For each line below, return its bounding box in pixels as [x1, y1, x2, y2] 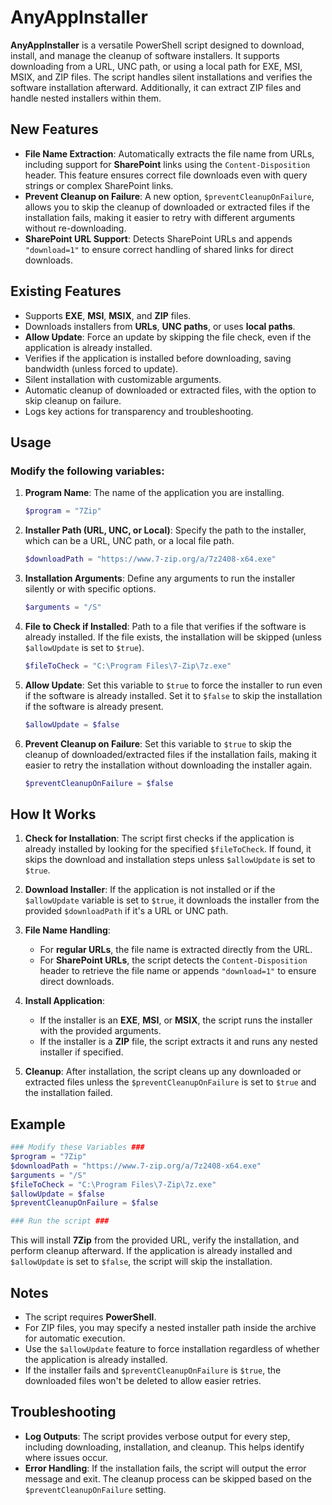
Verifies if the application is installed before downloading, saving [24, 352, 292, 364]
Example [10, 1116, 66, 1133]
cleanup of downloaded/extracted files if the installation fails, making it [24, 748, 317, 760]
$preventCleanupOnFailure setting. [24, 1483, 167, 1495]
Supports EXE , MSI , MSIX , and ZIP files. [24, 309, 192, 321]
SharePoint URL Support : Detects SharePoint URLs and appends [24, 232, 293, 245]
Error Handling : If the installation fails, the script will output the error [24, 1462, 307, 1474]
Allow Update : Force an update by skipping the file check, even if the [24, 331, 312, 343]
